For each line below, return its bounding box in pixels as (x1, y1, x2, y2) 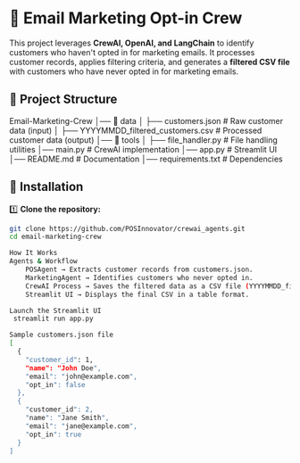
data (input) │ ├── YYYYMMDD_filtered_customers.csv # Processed (9, 125, 262, 136)
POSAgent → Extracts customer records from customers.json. (25, 265, 254, 275)
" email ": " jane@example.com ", (25, 421, 138, 431)
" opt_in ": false (25, 380, 87, 389)
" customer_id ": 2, (25, 405, 94, 414)
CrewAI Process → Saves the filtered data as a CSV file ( (25, 281, 250, 291)
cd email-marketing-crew (9, 232, 102, 242)
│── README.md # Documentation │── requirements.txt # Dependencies (9, 153, 283, 164)
